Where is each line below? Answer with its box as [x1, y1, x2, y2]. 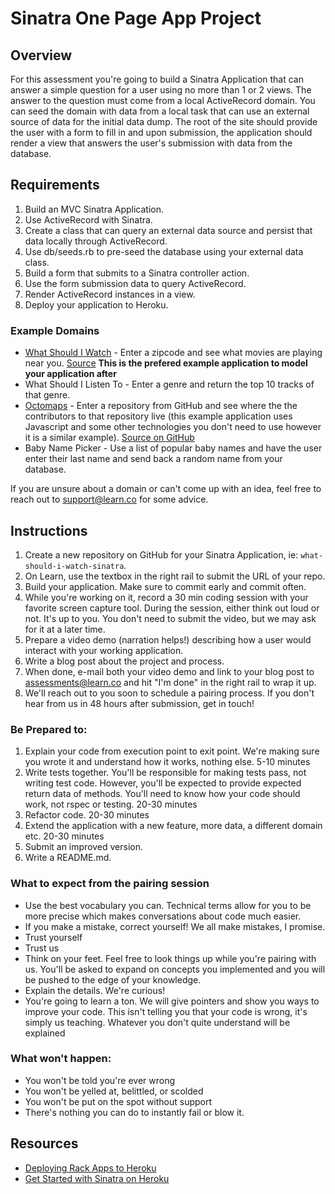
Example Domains [10, 323, 100, 337]
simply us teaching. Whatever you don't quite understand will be [24, 1016, 291, 1028]
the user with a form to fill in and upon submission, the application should [10, 127, 313, 138]
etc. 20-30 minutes [24, 830, 105, 842]
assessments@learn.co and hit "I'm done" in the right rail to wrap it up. [24, 676, 317, 688]
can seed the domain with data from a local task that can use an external [10, 105, 310, 117]
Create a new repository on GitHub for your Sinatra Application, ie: [24, 548, 299, 561]
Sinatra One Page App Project [10, 7, 262, 30]
